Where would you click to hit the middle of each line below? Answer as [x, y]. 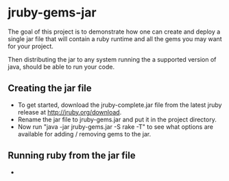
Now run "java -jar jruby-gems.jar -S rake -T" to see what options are [115, 126]
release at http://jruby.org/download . [70, 112]
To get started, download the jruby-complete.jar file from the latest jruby [120, 105]
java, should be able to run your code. [61, 67]
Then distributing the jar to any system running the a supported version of [112, 59]
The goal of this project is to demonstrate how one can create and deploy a [114, 32]
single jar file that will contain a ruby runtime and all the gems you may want [115, 38]
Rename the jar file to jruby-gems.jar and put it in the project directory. [117, 119]
